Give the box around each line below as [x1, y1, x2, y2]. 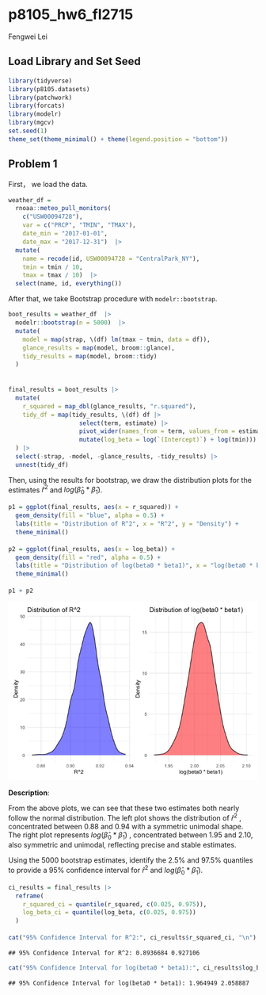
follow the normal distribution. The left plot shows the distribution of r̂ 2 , [8, 811, 241, 822]
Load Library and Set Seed [8, 55, 141, 68]
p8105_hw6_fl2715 [8, 6, 134, 24]
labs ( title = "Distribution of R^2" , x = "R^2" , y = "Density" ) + [15, 520, 239, 528]
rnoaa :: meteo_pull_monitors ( [15, 205, 112, 212]
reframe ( [15, 892, 44, 900]
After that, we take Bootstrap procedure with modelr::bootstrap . [8, 294, 218, 304]
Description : [8, 787, 50, 798]
